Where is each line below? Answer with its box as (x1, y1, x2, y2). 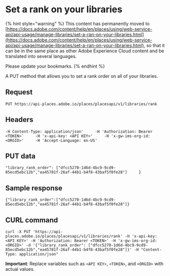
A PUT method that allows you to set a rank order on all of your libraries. (5, 73, 158, 79)
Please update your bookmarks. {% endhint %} (5, 63, 105, 69)
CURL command (5, 216, 58, 224)
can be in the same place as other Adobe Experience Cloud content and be (5, 48, 164, 54)
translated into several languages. (5, 53, 77, 59)
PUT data (5, 152, 36, 160)
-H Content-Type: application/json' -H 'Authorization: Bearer (5, 129, 153, 134)
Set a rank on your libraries (5, 4, 123, 15)
